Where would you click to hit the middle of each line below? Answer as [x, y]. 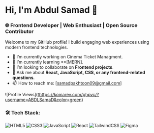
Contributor [19, 31]
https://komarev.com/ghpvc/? [69, 95]
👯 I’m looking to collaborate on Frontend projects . [63, 67]
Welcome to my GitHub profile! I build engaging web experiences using [77, 42]
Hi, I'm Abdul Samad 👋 [51, 10]
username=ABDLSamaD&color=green [44, 100]
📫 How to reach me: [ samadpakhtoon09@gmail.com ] [67, 83]
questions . [23, 78]
